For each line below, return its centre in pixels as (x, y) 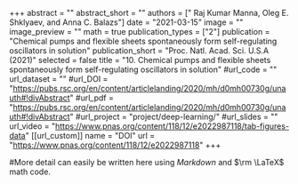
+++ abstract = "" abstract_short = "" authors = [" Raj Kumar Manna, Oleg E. (149, 13)
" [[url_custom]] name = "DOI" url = (90, 136)
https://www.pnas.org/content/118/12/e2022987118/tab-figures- (172, 126)
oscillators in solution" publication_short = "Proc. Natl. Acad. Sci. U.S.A (139, 51)
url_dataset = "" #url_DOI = (59, 79)
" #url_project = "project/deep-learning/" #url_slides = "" (174, 116)
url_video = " (32, 126)
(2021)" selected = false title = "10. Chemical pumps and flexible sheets (140, 60)
